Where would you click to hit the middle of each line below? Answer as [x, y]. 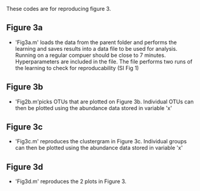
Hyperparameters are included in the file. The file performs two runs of [104, 61]
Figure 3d [25, 167]
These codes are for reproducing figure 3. [58, 9]
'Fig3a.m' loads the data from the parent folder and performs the [96, 42]
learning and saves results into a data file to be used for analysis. [96, 48]
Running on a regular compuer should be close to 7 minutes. [90, 55]
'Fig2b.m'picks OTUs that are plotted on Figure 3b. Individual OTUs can [104, 102]
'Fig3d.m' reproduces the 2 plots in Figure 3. [71, 181]
